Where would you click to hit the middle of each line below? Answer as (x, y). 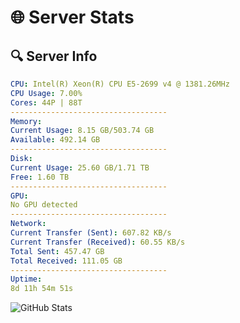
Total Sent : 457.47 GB (57, 251)
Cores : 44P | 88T (46, 102)
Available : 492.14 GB (55, 140)
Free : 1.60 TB (40, 177)
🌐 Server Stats (72, 17)
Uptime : (26, 279)
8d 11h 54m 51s (42, 289)
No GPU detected (44, 205)
